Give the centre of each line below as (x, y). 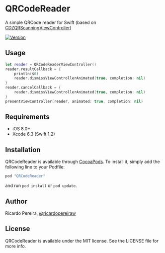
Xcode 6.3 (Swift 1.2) (34, 134)
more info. (16, 246)
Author (16, 201)
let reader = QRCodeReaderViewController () (51, 64)
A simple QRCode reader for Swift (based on (51, 22)
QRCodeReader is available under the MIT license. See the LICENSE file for (82, 241)
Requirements (27, 117)
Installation (23, 150)
